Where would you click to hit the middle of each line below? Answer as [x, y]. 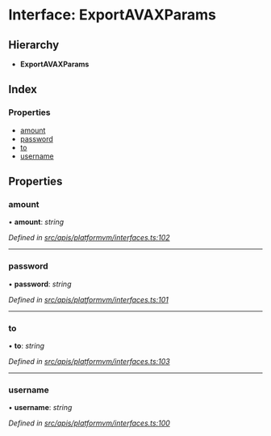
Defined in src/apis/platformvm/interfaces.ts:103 [90, 361]
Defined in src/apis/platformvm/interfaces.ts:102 [89, 238]
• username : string [40, 408]
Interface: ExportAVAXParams [112, 15]
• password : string [40, 284]
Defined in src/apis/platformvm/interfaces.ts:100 [90, 423]
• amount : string [36, 222]
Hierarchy [34, 45]
